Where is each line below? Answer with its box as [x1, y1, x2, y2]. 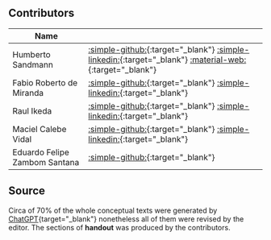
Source [8, 184, 46, 198]
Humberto [12, 48, 51, 60]
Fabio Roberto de [12, 77, 78, 88]
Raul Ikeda [12, 105, 52, 116]
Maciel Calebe [12, 123, 67, 134]
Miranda [12, 87, 44, 98]
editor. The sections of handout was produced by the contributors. [8, 222, 231, 232]
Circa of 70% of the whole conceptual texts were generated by [8, 205, 218, 215]
